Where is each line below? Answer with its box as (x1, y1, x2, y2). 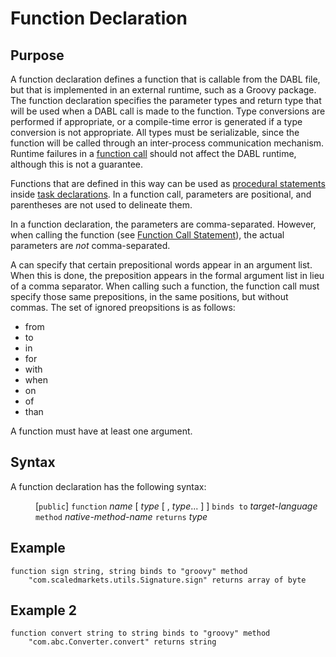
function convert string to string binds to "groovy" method (10, 628, 271, 639)
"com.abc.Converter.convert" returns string (28, 637, 217, 647)
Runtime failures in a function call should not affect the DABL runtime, (10, 148, 297, 159)
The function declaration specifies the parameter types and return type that (10, 95, 322, 106)
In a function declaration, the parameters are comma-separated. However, (10, 218, 317, 230)
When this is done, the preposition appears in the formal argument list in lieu (10, 270, 325, 281)
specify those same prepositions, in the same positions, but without (10, 291, 289, 302)
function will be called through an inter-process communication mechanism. (10, 137, 325, 149)
